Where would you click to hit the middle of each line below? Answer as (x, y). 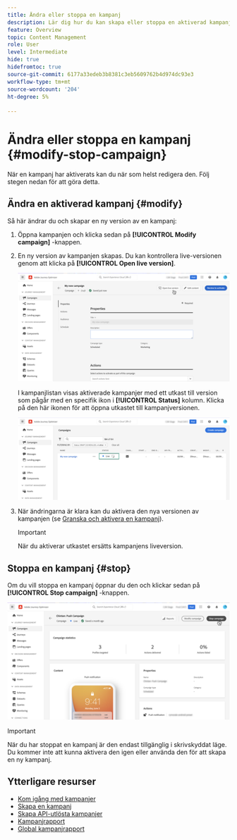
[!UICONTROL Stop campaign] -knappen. (68, 593)
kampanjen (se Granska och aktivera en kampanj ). (91, 519)
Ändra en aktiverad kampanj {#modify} (95, 204)
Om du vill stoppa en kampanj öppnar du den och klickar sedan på (104, 585)
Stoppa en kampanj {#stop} (69, 568)
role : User (23, 45)
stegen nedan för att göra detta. (54, 182)
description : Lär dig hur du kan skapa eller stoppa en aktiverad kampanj (120, 22)
